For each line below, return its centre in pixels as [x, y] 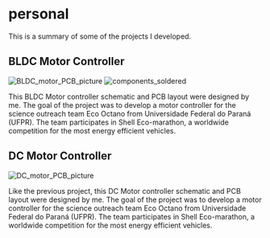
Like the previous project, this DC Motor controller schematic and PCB [125, 191]
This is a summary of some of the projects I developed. [100, 36]
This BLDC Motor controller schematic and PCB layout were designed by [129, 96]
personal [39, 14]
